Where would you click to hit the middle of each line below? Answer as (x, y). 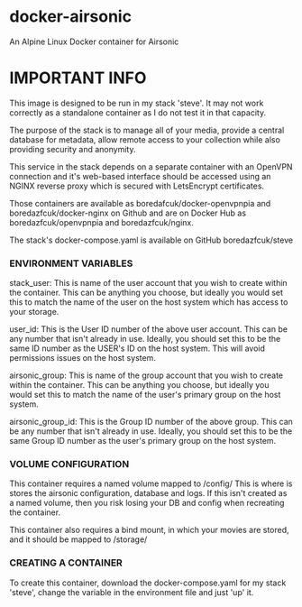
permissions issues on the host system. (82, 358)
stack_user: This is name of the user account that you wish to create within (148, 283)
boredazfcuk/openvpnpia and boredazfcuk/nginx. (101, 222)
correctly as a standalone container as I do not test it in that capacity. (138, 112)
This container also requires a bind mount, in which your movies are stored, (150, 530)
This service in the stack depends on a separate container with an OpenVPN (151, 166)
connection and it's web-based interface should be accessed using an (140, 176)
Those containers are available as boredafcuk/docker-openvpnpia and (140, 203)
